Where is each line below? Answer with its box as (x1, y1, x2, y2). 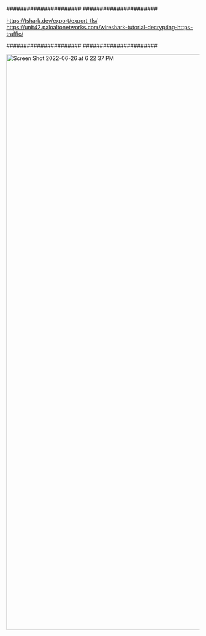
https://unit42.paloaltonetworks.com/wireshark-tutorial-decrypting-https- (6, 24, 193, 31)
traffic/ (6, 30, 23, 37)
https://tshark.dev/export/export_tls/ (6, 17, 98, 24)
